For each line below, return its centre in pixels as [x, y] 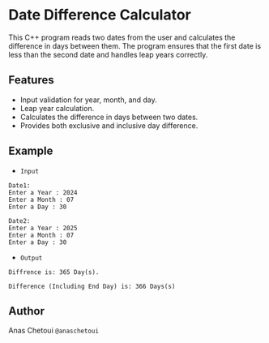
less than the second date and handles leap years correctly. [108, 54]
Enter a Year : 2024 [43, 192]
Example [31, 151]
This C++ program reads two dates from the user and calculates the [122, 37]
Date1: [19, 185]
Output [31, 258]
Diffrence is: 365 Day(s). [54, 272]
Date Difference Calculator [100, 15]
